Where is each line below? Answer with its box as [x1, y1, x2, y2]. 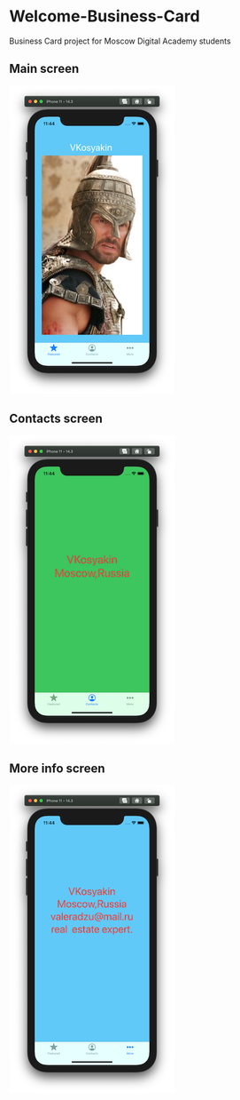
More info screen [9, 761, 105, 776]
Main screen [9, 61, 80, 76]
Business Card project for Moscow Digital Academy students [9, 36, 232, 46]
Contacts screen [9, 411, 104, 426]
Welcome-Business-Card [9, 6, 201, 27]
